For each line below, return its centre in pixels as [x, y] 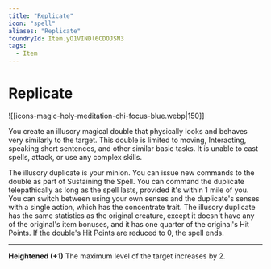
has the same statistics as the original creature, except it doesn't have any [131, 216]
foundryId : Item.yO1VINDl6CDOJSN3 [67, 38]
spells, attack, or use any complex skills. [75, 157]
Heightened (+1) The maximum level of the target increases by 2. [117, 256]
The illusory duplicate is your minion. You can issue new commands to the [131, 172]
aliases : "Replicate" [45, 31]
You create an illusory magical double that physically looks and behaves [128, 131]
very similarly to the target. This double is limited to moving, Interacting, [127, 140]
